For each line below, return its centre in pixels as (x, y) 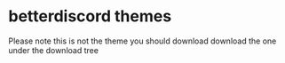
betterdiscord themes (90, 16)
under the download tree (54, 50)
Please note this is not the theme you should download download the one (142, 41)
